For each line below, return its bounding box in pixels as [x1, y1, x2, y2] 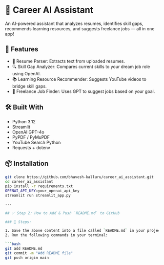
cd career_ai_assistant [5, 179, 54, 184]
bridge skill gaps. [12, 83, 47, 89]
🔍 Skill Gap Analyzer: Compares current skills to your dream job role [12, 64, 150, 69]
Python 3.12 [12, 118, 36, 124]
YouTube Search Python [12, 139, 61, 145]
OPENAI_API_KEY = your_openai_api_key [5, 188, 80, 193]
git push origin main [5, 255, 49, 260]
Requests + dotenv [12, 144, 50, 151]
